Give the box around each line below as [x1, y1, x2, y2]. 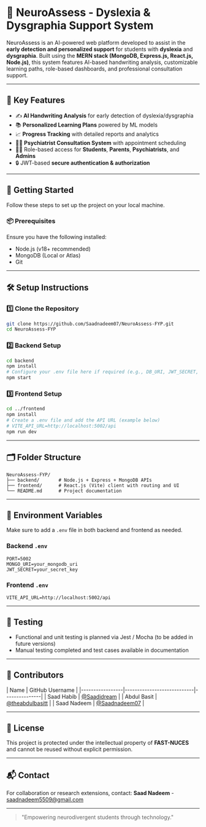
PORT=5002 [6, 555, 32, 562]
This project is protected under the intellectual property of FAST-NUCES [6, 739, 189, 747]
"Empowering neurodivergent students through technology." [21, 813, 174, 821]
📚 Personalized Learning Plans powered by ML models [15, 121, 158, 128]
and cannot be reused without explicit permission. [6, 746, 133, 753]
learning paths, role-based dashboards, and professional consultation [6, 65, 183, 73]
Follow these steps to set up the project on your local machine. [6, 201, 165, 208]
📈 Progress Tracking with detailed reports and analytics [15, 130, 159, 138]
